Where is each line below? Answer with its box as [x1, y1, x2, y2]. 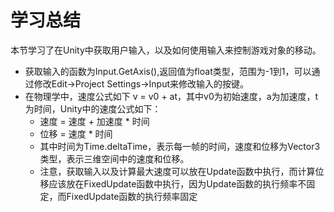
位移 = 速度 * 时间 [39, 127, 113, 140]
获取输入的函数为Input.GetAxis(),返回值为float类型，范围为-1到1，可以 [24, 65, 312, 77]
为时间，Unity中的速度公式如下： [24, 102, 162, 115]
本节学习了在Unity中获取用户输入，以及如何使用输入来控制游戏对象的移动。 [10, 44, 322, 56]
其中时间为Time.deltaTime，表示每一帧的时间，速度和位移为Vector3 [39, 140, 321, 152]
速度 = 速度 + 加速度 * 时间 [39, 115, 150, 127]
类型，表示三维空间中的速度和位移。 [39, 152, 190, 165]
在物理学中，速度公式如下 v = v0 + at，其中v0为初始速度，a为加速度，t [24, 90, 319, 102]
